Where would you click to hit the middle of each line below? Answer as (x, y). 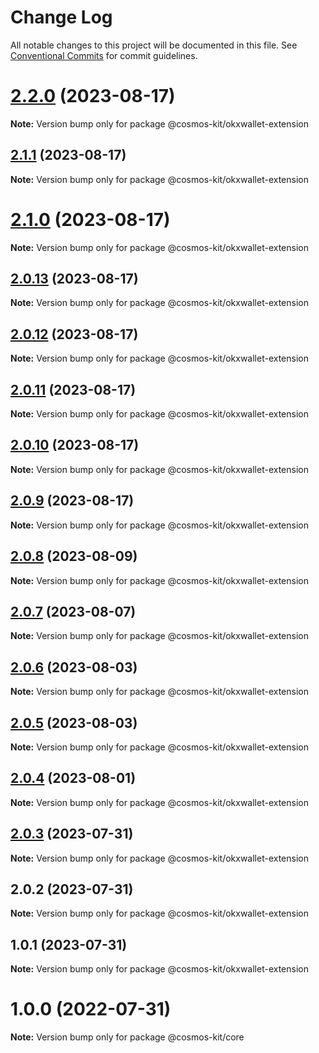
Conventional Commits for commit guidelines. (104, 55)
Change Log (61, 17)
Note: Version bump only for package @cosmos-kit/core (127, 1037)
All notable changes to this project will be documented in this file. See (154, 45)
